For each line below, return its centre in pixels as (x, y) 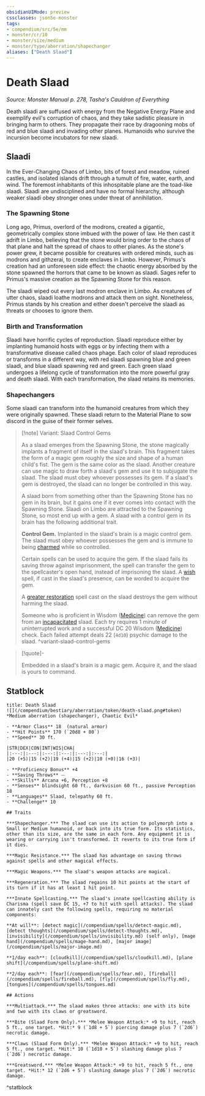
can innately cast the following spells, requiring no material (90, 909)
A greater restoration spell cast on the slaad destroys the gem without (109, 597)
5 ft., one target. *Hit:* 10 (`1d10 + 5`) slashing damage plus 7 (94, 1049)
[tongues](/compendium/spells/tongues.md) (61, 985)
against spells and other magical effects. (63, 861)
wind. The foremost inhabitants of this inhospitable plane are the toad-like (99, 184)
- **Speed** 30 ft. (31, 737)
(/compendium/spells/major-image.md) (54, 947)
